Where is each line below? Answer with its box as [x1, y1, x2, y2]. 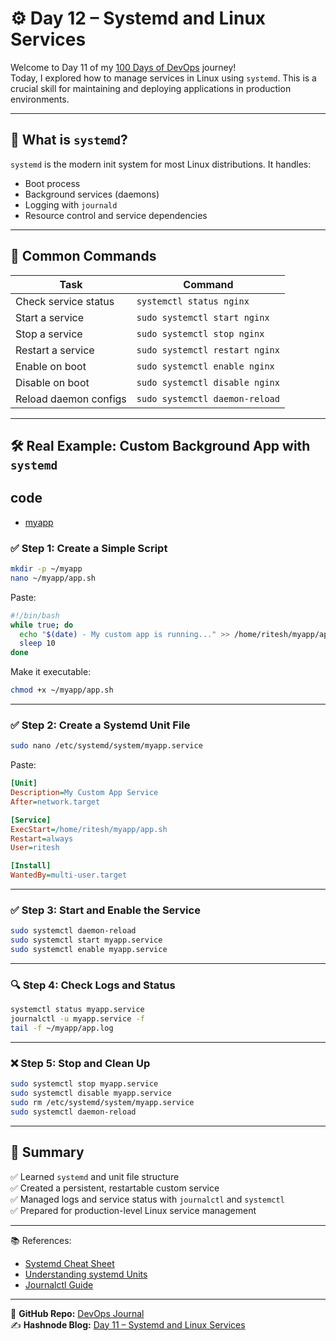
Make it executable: [10, 666, 92, 678]
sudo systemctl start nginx [136, 312, 270, 323]
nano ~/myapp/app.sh [10, 573, 97, 583]
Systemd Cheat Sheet [24, 1257, 115, 1269]
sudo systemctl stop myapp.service [10, 1079, 159, 1089]
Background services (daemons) [24, 188, 160, 200]
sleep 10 [19, 638, 56, 649]
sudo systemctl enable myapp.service [10, 945, 168, 955]
